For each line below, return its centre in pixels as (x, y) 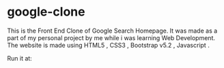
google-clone (46, 12)
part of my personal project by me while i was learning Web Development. (111, 37)
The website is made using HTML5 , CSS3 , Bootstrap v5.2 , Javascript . (108, 45)
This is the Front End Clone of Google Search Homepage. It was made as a (112, 31)
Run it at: (19, 58)
